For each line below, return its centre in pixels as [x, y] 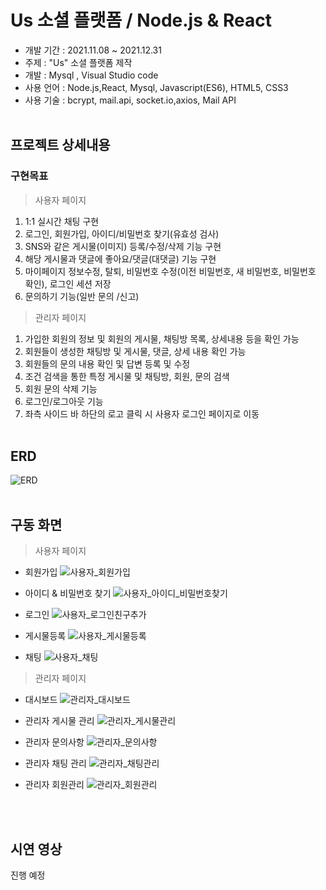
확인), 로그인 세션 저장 [68, 283]
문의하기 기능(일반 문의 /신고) [82, 296]
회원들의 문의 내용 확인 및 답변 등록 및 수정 [107, 363]
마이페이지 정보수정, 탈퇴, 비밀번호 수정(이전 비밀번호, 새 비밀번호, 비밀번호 [170, 271]
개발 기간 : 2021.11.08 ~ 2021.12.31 [93, 50]
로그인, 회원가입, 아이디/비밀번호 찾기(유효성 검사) [122, 233]
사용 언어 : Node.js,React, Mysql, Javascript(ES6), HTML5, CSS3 [156, 87]
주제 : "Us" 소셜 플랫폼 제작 [78, 62]
